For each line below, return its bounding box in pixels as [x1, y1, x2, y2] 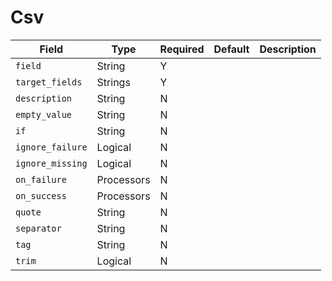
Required [159, 42, 205, 56]
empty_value [15, 109, 73, 120]
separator [15, 222, 62, 234]
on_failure [15, 174, 67, 185]
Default [213, 42, 250, 56]
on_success [15, 190, 67, 201]
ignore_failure [15, 141, 88, 153]
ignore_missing [15, 157, 88, 169]
